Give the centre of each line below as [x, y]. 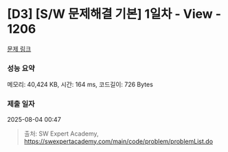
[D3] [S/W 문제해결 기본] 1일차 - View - [114, 14]
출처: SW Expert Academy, [61, 134]
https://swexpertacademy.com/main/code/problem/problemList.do [118, 141]
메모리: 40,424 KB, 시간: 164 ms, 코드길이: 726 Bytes [80, 85]
